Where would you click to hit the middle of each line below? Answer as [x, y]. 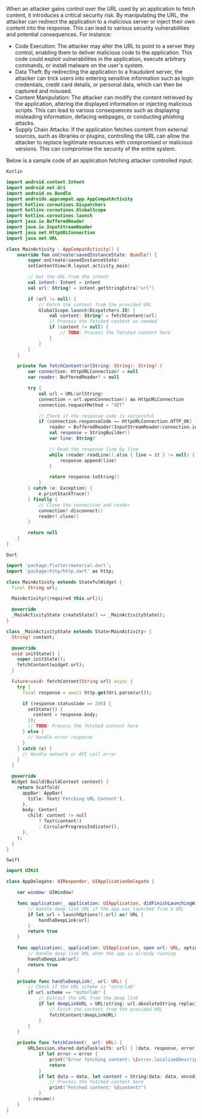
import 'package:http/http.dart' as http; [60, 571]
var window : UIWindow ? [45, 893]
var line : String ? [72, 438]
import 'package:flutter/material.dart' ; [59, 565]
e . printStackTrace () [64, 494]
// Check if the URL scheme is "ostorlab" [82, 987]
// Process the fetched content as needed [103, 322]
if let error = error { [68, 1054]
